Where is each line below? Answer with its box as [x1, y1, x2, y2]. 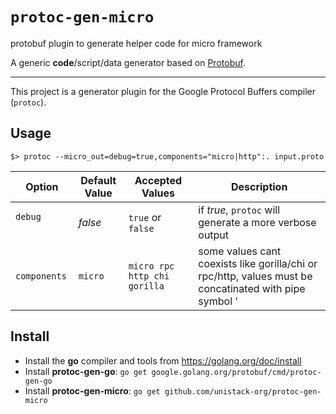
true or [128, 210, 162, 224]
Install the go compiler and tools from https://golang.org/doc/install [24, 354, 302, 367]
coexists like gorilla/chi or [198, 256, 318, 270]
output [198, 228, 230, 242]
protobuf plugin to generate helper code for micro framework [10, 37, 263, 49]
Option [25, 179, 59, 193]
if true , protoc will [198, 203, 281, 217]
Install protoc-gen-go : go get [24, 365, 148, 377]
